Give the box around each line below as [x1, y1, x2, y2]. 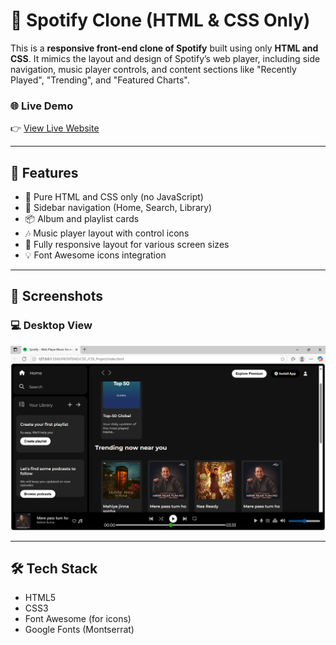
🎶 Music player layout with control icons [24, 227, 190, 239]
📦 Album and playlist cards [24, 213, 140, 225]
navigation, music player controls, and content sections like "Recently [10, 63, 297, 75]
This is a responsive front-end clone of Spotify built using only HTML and [10, 42, 319, 54]
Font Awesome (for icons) [24, 613, 132, 625]
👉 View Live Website [10, 122, 100, 134]
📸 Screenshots [10, 288, 104, 305]
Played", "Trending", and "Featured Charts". [10, 74, 190, 86]
